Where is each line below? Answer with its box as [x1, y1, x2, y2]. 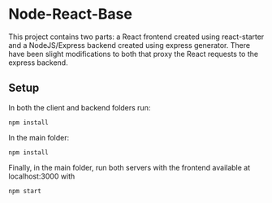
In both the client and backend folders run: [8, 102, 151, 112]
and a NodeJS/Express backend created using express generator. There [8, 40, 250, 50]
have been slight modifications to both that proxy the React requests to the [8, 49, 258, 58]
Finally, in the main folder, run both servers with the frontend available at [8, 162, 251, 172]
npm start [8, 187, 42, 195]
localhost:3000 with [8, 171, 76, 181]
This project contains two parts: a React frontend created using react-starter [8, 32, 265, 41]
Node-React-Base [8, 5, 132, 24]
